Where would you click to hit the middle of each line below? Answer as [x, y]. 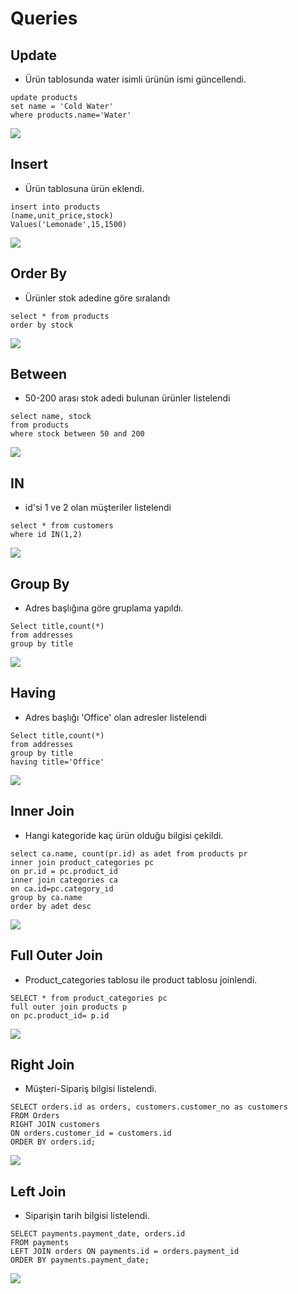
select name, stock [51, 417]
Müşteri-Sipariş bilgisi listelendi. [90, 1089]
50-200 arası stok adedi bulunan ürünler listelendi [127, 398]
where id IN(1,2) [46, 535]
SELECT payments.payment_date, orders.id [98, 1234]
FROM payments [40, 1243]
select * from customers [62, 526]
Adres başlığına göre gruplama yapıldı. [104, 608]
